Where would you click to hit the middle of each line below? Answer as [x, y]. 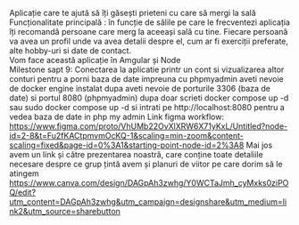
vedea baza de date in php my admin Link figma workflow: [117, 117]
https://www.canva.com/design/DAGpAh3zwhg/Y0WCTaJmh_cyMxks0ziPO [149, 183]
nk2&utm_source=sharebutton [65, 211]
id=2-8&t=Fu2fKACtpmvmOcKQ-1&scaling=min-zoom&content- [126, 136]
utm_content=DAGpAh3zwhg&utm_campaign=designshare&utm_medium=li [148, 202]
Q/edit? [23, 192]
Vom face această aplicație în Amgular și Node [95, 60]
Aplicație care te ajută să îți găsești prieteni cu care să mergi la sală [133, 13]
